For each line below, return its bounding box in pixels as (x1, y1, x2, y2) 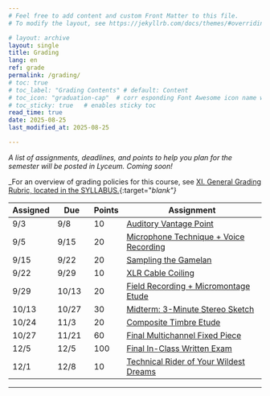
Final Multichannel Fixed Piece (126, 329, 242, 340)
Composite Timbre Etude (126, 316, 221, 328)
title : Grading (8, 49, 59, 57)
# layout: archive (8, 34, 70, 42)
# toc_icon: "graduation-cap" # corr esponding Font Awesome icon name (8, 93, 257, 101)
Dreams (126, 365, 157, 377)
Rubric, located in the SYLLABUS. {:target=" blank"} (8, 185, 177, 195)
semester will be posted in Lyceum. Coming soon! (8, 161, 173, 171)
